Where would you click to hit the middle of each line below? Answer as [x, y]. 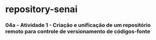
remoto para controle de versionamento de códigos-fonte [78, 31]
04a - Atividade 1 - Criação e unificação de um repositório [78, 25]
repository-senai [41, 9]
